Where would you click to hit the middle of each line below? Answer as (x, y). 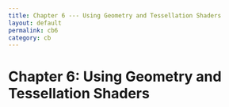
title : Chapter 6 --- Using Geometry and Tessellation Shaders (115, 15)
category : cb (30, 38)
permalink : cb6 (33, 30)
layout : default (35, 23)
